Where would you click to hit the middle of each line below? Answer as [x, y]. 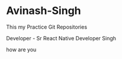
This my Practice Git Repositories [47, 27]
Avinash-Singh [44, 11]
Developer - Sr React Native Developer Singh [61, 38]
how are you [21, 49]
